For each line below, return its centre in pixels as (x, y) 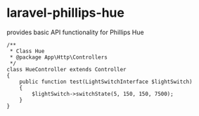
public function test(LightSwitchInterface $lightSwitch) (106, 82)
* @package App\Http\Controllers (59, 57)
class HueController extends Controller (67, 69)
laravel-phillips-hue (65, 13)
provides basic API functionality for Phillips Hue (76, 32)
